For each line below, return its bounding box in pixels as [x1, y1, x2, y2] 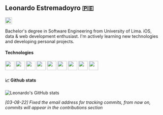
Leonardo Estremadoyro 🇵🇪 [5, 4, 94, 12]
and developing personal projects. [5, 38, 75, 44]
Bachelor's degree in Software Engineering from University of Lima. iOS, [5, 28, 152, 34]
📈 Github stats [5, 77, 36, 83]
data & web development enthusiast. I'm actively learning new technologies [5, 33, 159, 39]
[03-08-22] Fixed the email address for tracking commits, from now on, [5, 99, 151, 105]
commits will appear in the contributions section [5, 105, 103, 111]
